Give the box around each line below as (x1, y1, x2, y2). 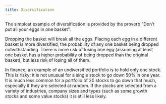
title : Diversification (5, 7, 55, 12)
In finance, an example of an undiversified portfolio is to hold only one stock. (5, 67, 162, 73)
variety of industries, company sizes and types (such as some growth (5, 88, 148, 94)
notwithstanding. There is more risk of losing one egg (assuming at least (5, 46, 153, 52)
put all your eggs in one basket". (5, 26, 71, 32)
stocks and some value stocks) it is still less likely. (5, 93, 107, 99)
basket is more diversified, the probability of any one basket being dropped (5, 41, 159, 47)
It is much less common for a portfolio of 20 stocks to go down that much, (5, 77, 157, 83)
